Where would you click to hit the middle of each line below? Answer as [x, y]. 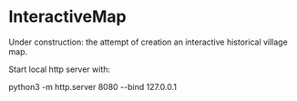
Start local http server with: [60, 69]
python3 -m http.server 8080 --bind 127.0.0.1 [92, 86]
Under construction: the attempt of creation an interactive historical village [148, 42]
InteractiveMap [67, 17]
